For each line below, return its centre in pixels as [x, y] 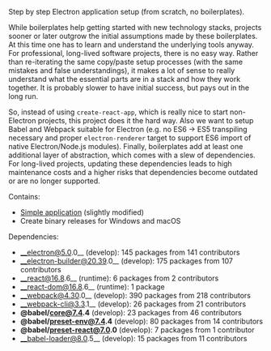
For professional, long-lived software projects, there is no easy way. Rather [133, 53]
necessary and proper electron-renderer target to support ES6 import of [130, 138]
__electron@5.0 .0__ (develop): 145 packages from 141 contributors [130, 252]
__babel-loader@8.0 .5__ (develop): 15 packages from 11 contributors [133, 338]
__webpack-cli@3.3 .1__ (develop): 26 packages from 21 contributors [133, 304]
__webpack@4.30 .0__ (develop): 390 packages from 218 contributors [135, 295]
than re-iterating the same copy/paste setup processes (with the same [126, 62]
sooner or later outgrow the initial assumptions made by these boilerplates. [133, 36]
